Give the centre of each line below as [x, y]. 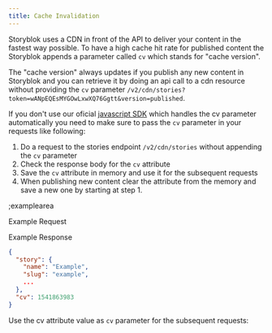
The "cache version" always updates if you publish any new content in [126, 72]
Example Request [38, 221]
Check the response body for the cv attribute [95, 164]
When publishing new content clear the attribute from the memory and [138, 181]
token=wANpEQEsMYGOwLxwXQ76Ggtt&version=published [96, 98]
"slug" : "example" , [56, 275]
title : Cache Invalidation [54, 16]
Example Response [41, 237]
